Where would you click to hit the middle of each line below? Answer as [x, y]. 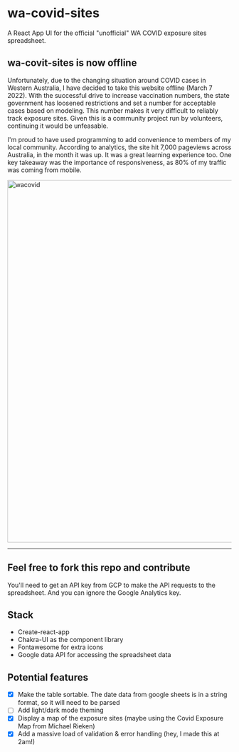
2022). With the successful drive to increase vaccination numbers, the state [118, 95]
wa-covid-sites [53, 13]
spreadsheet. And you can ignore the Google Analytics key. [94, 592]
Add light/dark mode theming [61, 710]
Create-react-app [43, 632]
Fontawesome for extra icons [60, 647]
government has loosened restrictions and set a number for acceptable [112, 103]
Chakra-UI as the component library [70, 640]
